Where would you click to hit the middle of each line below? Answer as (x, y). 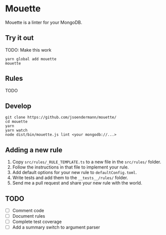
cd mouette (16, 122)
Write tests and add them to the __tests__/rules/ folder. (70, 178)
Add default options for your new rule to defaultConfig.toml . (75, 173)
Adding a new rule (34, 150)
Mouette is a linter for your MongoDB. (44, 22)
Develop (18, 106)
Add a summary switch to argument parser (56, 227)
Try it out (19, 38)
